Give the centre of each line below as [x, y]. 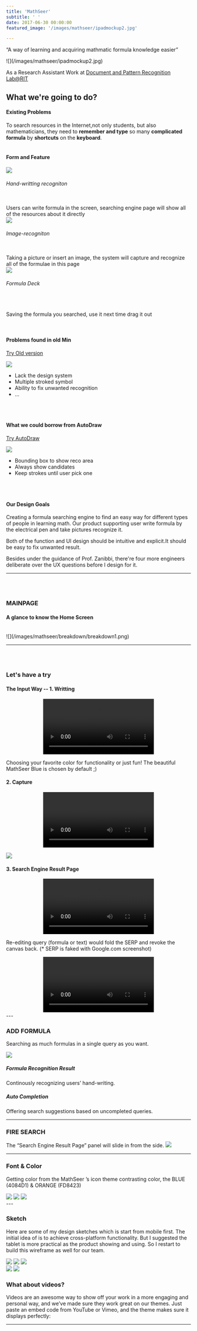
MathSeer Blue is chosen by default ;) [52, 769]
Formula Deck [23, 284]
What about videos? [35, 1285]
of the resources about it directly [45, 214]
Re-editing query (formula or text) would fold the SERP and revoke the [91, 942]
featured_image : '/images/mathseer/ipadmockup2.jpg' [72, 28]
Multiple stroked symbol [44, 382]
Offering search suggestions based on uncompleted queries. [80, 1111]
